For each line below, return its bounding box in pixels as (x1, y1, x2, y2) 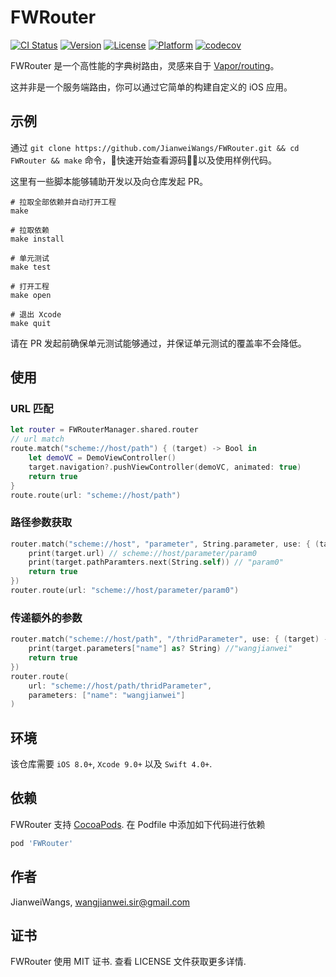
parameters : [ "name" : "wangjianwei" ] (28, 690, 186, 700)
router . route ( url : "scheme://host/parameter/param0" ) (10, 586, 240, 596)
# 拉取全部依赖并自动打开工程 (10, 197, 117, 207)
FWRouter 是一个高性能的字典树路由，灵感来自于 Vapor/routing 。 (10, 59, 280, 71)
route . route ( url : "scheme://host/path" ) (10, 490, 182, 500)
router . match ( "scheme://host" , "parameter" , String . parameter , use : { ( (10, 539, 320, 549)
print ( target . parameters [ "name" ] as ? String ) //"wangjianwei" (28, 644, 293, 654)
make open (10, 290, 52, 300)
